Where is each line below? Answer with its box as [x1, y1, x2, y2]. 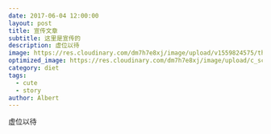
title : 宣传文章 [8, 26, 58, 35]
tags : [8, 71, 27, 79]
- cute [15, 79, 38, 87]
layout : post [8, 19, 52, 27]
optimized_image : [8, 57, 67, 65]
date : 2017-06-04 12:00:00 [8, 11, 99, 20]
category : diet [8, 64, 60, 72]
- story [15, 86, 42, 95]
